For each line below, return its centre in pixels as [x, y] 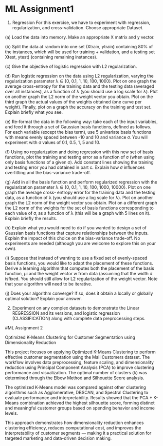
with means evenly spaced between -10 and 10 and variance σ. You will [76, 137]
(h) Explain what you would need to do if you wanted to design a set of [76, 227]
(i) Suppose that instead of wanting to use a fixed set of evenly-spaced [76, 258]
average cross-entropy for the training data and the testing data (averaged [80, 86]
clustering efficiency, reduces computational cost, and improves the [73, 427]
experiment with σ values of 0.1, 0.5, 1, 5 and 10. [53, 142]
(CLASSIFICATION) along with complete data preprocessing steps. [79, 318]
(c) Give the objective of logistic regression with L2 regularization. [71, 66]
